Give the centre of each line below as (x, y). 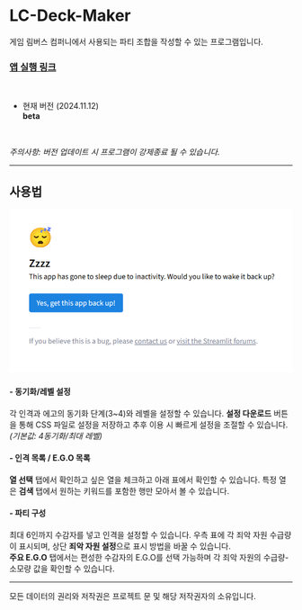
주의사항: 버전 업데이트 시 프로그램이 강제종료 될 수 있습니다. (115, 152)
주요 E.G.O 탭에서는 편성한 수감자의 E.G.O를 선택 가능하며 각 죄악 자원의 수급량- (149, 558)
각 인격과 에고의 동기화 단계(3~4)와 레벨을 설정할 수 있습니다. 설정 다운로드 (141, 413)
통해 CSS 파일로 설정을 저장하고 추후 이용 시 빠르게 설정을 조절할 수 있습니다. (153, 425)
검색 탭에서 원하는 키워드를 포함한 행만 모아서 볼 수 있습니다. (124, 490)
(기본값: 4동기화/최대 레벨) (56, 435)
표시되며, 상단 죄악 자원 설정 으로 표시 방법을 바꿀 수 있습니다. (124, 546)
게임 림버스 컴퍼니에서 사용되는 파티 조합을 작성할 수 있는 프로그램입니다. (136, 41)
